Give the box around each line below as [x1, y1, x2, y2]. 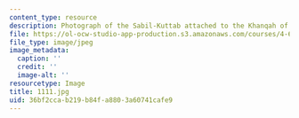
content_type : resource [9, 12, 98, 22]
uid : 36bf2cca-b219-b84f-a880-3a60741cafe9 [9, 95, 174, 105]
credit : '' [17, 63, 58, 72]
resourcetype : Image [9, 79, 86, 88]
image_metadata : [9, 46, 69, 55]
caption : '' [17, 54, 62, 63]
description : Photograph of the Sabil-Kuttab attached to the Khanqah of [9, 21, 289, 30]
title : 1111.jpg [9, 87, 69, 96]
